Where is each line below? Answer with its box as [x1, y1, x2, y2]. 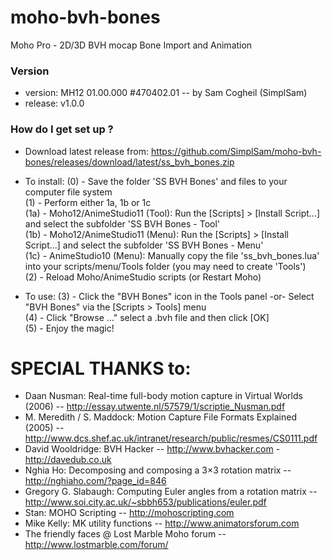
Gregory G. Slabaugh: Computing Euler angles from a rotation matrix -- [24, 486, 318, 498]
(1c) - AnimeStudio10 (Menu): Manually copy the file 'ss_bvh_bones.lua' [24, 249, 320, 261]
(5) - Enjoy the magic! [24, 322, 115, 334]
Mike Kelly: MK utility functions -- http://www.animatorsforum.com [24, 517, 300, 530]
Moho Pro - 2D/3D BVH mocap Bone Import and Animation [10, 39, 253, 51]
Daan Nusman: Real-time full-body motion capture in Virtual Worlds [24, 390, 303, 402]
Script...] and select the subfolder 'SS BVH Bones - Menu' [24, 239, 264, 251]
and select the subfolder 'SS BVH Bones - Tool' [24, 217, 221, 230]
